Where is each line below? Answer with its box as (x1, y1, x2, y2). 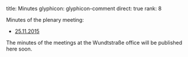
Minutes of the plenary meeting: (6, 16, 84, 23)
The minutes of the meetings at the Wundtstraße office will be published (6, 39, 183, 46)
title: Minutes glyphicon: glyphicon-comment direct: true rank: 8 (6, 5, 162, 12)
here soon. (6, 45, 33, 52)
